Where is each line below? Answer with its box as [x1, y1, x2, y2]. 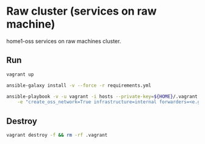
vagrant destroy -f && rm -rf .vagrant [6, 132, 108, 139]
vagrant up [6, 71, 34, 77]
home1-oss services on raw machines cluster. [6, 37, 121, 45]
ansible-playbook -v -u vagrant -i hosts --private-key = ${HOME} [6, 93, 173, 99]
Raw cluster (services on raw [6, 4, 157, 18]
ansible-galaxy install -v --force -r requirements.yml [6, 82, 151, 88]
